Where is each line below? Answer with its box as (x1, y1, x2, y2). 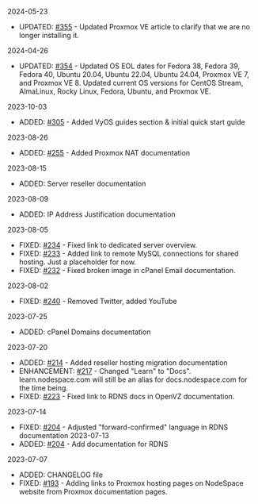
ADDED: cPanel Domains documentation (18, 327, 151, 337)
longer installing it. (18, 31, 80, 40)
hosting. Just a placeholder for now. (18, 257, 136, 267)
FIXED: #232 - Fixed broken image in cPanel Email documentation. (18, 266, 236, 275)
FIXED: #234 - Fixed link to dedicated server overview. (18, 240, 198, 249)
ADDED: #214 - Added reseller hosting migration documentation (18, 358, 228, 367)
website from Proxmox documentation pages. (18, 487, 168, 496)
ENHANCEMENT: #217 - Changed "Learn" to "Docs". (18, 367, 192, 375)
